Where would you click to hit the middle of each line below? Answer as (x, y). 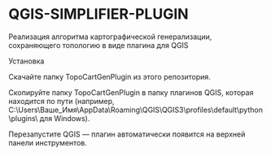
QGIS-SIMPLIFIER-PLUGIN (98, 14)
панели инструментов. (48, 142)
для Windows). (65, 118)
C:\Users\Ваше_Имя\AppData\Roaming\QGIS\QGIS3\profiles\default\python (135, 110)
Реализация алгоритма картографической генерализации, (110, 37)
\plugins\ (23, 118)
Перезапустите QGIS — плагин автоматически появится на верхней (127, 134)
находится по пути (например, (62, 101)
